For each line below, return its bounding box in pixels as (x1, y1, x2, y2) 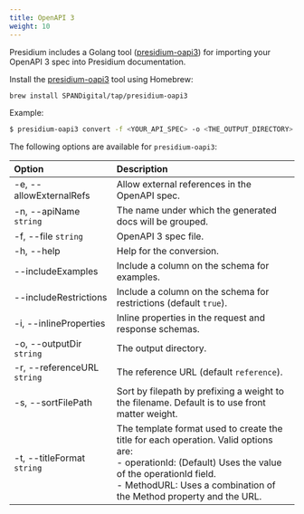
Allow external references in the (116, 178, 252, 191)
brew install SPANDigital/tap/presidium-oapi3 (9, 91, 188, 100)
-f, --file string (14, 230, 84, 243)
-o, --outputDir (14, 338, 82, 350)
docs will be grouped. (116, 215, 209, 228)
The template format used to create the (116, 423, 283, 435)
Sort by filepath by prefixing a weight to (116, 385, 285, 398)
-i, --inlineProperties (14, 318, 106, 330)
